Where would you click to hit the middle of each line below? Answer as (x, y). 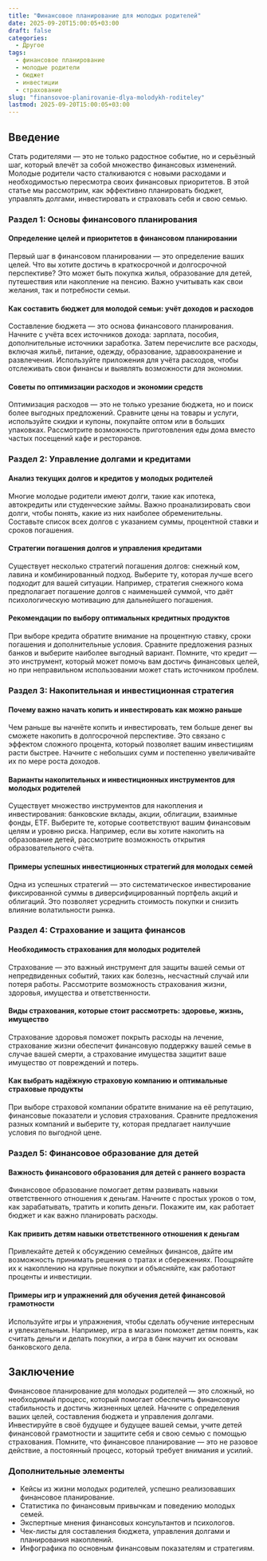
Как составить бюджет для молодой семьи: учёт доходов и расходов (131, 308)
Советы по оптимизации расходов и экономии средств (106, 386)
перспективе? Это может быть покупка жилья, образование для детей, (130, 273)
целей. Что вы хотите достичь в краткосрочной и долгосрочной (118, 265)
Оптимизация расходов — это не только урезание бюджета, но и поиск (131, 405)
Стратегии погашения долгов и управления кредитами (105, 549)
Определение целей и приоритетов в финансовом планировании (123, 238)
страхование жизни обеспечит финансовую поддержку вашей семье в (130, 1045)
